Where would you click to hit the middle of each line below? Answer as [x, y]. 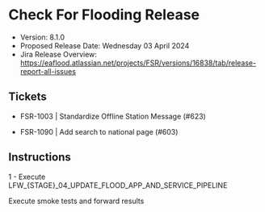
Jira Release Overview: [58, 54]
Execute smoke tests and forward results [76, 201]
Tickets [27, 97]
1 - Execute [27, 177]
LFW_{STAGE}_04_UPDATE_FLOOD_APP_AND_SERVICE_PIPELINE [118, 185]
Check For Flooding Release [104, 15]
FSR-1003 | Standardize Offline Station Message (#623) [113, 116]
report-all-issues [48, 71]
